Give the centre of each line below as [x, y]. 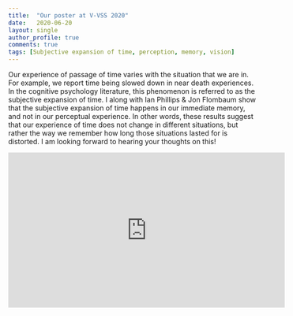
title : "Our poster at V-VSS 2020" [68, 15]
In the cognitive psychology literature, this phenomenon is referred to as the [131, 91]
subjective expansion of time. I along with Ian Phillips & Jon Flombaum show [132, 100]
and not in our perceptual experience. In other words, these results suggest [131, 116]
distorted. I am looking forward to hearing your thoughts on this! [112, 141]
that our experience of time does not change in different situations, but [123, 125]
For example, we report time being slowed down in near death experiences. [131, 83]
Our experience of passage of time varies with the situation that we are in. [128, 74]
